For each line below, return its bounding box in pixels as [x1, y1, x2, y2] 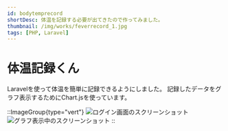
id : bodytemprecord [7, 10, 63, 17]
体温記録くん [7, 61, 80, 76]
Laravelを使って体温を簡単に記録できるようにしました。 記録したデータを [7, 85, 216, 93]
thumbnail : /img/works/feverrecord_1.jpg [7, 23, 128, 29]
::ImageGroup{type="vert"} [7, 108, 84, 117]
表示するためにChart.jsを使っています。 [19, 93, 131, 102]
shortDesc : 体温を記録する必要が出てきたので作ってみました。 [7, 16, 163, 23]
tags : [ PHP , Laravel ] [7, 29, 69, 36]
